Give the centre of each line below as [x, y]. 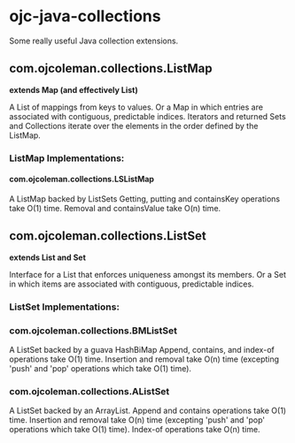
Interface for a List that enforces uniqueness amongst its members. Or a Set [147, 274]
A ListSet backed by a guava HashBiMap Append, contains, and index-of [142, 349]
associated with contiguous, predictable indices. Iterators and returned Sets [147, 116]
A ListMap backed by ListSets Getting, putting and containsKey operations [145, 199]
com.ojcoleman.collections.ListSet [108, 236]
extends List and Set [48, 257]
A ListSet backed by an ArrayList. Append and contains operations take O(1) [147, 411]
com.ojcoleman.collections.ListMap [111, 69]
